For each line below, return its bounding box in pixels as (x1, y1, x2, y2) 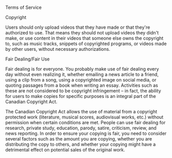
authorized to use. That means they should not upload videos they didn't (5, 30, 159, 35)
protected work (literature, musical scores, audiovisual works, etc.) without (5, 114, 164, 120)
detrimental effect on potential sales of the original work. (5, 147, 125, 153)
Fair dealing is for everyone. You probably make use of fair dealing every (5, 66, 159, 72)
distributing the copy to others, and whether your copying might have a (5, 141, 156, 147)
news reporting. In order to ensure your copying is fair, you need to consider (5, 130, 167, 136)
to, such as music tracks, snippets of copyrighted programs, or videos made (5, 41, 167, 47)
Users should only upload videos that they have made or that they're (5, 24, 150, 30)
